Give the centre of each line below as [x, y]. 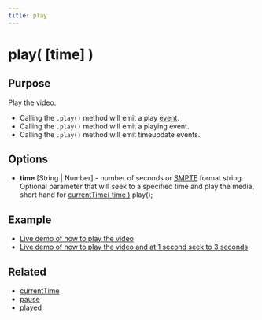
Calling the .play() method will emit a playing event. [104, 126]
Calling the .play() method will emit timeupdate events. [110, 134]
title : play [28, 15]
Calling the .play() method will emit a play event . [99, 117]
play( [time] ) [51, 54]
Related [28, 272]
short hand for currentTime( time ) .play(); [86, 195]
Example [30, 220]
